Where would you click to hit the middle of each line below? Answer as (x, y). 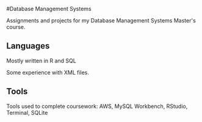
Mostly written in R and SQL (41, 61)
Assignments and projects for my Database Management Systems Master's (101, 20)
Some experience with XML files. (48, 72)
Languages (28, 46)
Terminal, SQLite (27, 112)
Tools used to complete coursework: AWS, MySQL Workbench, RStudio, (97, 106)
